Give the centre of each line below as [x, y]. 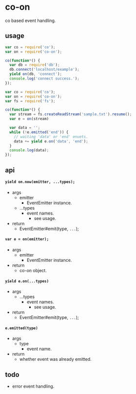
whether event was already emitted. [55, 359]
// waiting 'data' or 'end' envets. [51, 137]
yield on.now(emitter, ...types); [40, 182]
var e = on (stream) [29, 119]
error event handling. [33, 386]
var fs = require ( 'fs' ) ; [30, 101]
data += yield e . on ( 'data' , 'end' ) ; [51, 141]
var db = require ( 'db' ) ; [35, 65]
